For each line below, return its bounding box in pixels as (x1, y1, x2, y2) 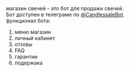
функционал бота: (6, 17, 51, 24)
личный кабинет (14, 35, 55, 41)
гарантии (14, 53, 38, 60)
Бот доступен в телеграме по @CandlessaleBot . (6, 11, 125, 18)
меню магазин (14, 28, 51, 35)
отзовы (14, 41, 33, 48)
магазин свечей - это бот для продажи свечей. (6, 5, 124, 12)
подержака (14, 59, 43, 66)
